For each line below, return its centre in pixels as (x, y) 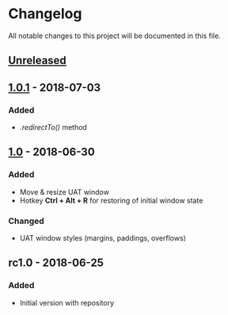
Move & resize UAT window (64, 192)
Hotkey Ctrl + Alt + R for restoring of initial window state (111, 200)
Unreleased (38, 61)
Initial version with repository (67, 302)
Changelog (45, 14)
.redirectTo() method (53, 127)
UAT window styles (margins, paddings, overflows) (103, 238)
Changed (27, 221)
